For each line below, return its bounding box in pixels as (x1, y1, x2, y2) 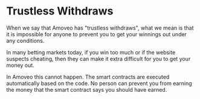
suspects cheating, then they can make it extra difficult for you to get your (6, 55, 191, 62)
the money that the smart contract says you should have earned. (6, 86, 167, 93)
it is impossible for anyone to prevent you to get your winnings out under (6, 30, 187, 37)
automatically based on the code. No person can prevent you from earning (6, 80, 192, 87)
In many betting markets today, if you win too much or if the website (6, 48, 176, 56)
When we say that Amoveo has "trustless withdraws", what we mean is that (6, 24, 194, 31)
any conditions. (6, 37, 45, 44)
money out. (6, 62, 34, 69)
